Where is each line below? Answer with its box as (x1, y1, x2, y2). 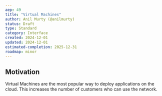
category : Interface (5, 30, 48, 35)
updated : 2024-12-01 (5, 40, 48, 45)
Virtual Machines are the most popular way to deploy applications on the (5, 81, 155, 87)
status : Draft (5, 21, 35, 26)
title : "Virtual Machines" (5, 12, 61, 17)
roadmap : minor (5, 49, 37, 54)
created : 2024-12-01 (5, 35, 48, 40)
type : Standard (5, 26, 37, 31)
